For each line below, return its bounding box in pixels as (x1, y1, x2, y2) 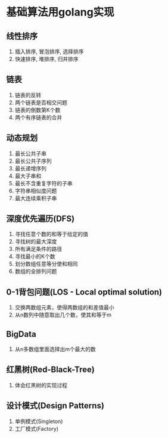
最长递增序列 (14, 164, 46, 172)
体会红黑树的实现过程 (14, 381, 67, 389)
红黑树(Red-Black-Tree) (6, 365, 95, 375)
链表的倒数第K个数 (14, 106, 61, 113)
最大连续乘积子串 (14, 194, 57, 201)
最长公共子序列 (14, 157, 52, 164)
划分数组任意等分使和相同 (14, 260, 78, 268)
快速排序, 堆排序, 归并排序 (14, 55, 79, 63)
